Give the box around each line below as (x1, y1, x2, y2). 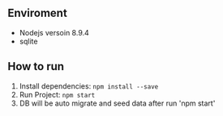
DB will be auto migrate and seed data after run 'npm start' (19, 98, 216, 108)
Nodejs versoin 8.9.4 (19, 27, 90, 37)
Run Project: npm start (19, 89, 96, 99)
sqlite (19, 36, 38, 46)
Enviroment (7, 6, 68, 20)
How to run (7, 60, 65, 73)
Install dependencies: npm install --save (19, 81, 159, 91)
